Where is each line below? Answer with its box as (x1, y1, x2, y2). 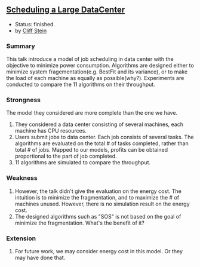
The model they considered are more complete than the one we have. (6, 109, 178, 116)
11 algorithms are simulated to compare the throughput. (14, 159, 151, 166)
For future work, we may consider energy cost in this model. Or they (14, 248, 183, 254)
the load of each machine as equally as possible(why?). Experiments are (6, 75, 184, 82)
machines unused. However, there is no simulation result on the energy (14, 200, 190, 207)
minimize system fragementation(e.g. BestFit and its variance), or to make (6, 68, 188, 75)
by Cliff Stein (14, 27, 47, 34)
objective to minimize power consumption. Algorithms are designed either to (6, 62, 194, 69)
